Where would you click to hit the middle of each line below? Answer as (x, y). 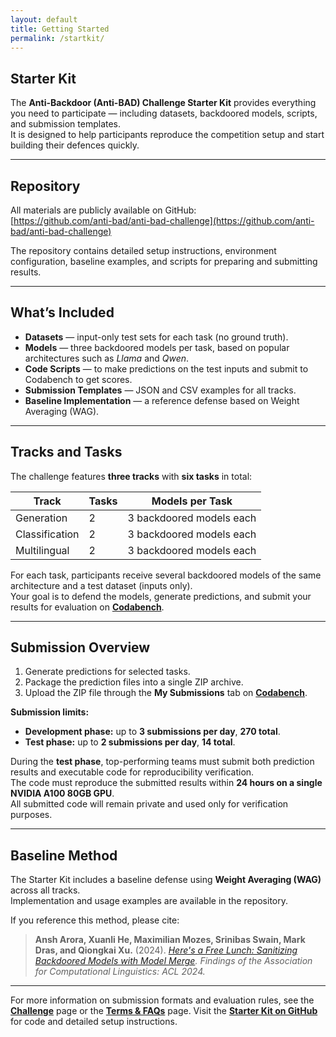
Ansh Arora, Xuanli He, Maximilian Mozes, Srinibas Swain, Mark (170, 940)
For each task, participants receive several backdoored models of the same (166, 575)
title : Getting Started (60, 29)
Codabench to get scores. (78, 379)
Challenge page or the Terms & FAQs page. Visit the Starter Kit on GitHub (164, 1011)
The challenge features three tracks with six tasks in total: (131, 476)
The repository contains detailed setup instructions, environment (143, 250)
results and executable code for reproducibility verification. (132, 772)
